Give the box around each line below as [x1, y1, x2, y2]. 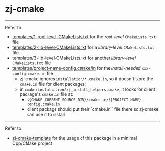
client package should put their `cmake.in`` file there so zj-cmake [27, 106, 159, 112]
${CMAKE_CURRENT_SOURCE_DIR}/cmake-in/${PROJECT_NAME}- [27, 97, 144, 102]
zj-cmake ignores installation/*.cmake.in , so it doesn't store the [19, 75, 154, 82]
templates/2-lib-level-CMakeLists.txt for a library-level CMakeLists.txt [12, 44, 155, 50]
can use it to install [27, 111, 65, 117]
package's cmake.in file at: [19, 91, 74, 97]
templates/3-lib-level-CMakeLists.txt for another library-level [12, 55, 136, 60]
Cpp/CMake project [12, 140, 53, 146]
